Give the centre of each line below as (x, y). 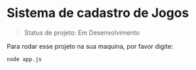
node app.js (24, 59)
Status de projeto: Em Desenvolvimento (82, 33)
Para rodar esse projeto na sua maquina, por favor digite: (90, 46)
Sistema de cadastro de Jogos (98, 13)
